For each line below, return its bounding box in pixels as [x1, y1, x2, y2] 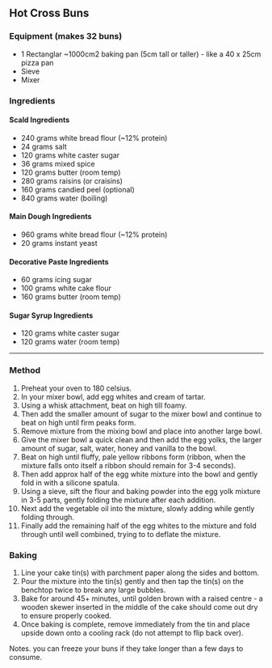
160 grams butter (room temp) [20, 292, 122, 302]
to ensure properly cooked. [20, 611, 112, 621]
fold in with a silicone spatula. [20, 477, 120, 488]
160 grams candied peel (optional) [20, 184, 136, 194]
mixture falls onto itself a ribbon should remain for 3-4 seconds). [20, 460, 236, 470]
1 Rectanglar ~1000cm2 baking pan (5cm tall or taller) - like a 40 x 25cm [20, 49, 262, 59]
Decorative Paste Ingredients [9, 256, 109, 266]
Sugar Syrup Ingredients [9, 311, 94, 320]
